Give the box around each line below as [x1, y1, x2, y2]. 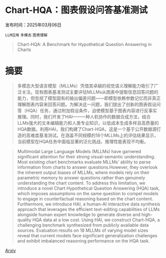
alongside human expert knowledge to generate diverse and [17, 211, 141, 217]
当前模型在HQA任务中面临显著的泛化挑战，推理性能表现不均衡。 [17, 138, 149, 144]
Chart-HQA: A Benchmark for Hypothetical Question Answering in [17, 41, 152, 47]
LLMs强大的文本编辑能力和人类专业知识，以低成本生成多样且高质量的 [17, 120, 159, 126]
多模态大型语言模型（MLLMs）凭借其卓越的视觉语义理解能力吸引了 [17, 83, 155, 89]
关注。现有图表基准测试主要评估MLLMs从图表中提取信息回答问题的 [21, 89, 159, 95]
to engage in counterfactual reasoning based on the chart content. [17, 196, 154, 202]
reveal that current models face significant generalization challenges [17, 232, 158, 238]
